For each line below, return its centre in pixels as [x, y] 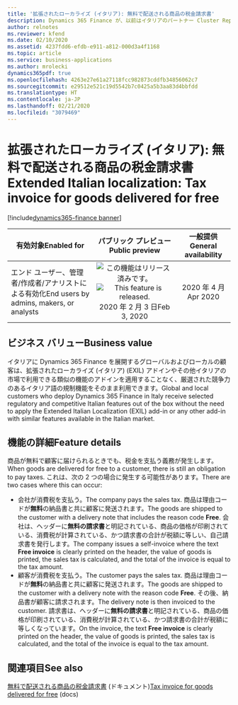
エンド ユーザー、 [40, 272]
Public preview [135, 250]
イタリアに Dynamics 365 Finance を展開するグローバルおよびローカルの [114, 361]
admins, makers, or [42, 303]
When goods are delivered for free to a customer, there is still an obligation [117, 469]
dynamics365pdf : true [39, 73]
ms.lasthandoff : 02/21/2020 [49, 106]
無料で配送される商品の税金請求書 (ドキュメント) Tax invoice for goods [110, 687]
